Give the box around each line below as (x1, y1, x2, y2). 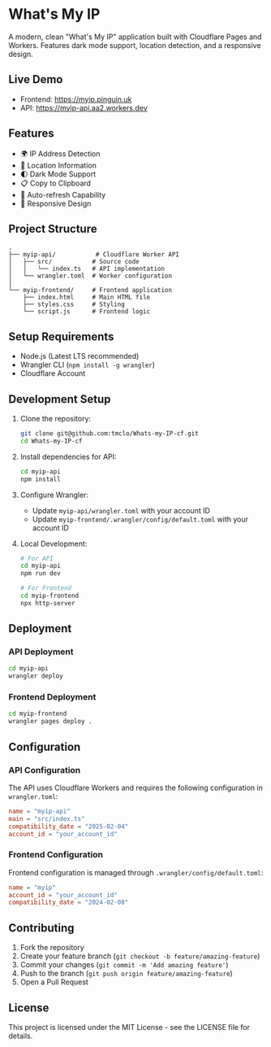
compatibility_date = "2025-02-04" (8, 822, 129, 831)
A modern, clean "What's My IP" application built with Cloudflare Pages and (8, 32, 262, 41)
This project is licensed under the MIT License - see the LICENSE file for (8, 1022, 250, 1032)
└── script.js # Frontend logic (23, 308, 151, 316)
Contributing (8, 921, 75, 935)
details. (8, 1031, 33, 1040)
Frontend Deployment (8, 691, 97, 703)
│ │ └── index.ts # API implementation (8, 265, 165, 273)
